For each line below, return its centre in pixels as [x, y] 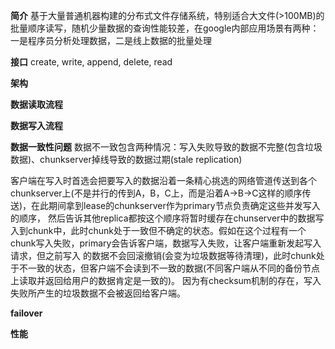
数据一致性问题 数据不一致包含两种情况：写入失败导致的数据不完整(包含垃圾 [166, 147]
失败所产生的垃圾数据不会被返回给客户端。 [98, 293]
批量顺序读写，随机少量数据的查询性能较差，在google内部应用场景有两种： [165, 28]
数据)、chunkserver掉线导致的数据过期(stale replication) [126, 159]
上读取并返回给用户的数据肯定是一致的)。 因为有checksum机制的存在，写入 [166, 280]
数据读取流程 [36, 104]
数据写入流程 [36, 125]
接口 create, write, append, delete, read [91, 62]
